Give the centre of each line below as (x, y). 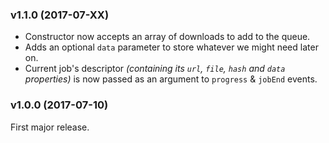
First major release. (50, 127)
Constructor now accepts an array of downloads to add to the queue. (167, 37)
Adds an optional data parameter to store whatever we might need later (171, 47)
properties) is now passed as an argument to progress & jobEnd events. (171, 79)
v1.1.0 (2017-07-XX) (60, 15)
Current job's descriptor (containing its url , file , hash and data (155, 69)
